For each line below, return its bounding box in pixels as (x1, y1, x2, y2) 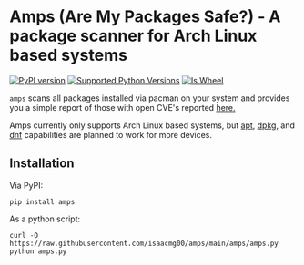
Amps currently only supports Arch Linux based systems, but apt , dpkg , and (9, 120, 296, 131)
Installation (9, 156, 75, 172)
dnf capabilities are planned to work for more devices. (9, 129, 212, 140)
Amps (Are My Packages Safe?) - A (9, 6, 281, 27)
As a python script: (9, 213, 80, 224)
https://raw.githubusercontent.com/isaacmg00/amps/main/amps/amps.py (9, 239, 279, 248)
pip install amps (9, 197, 76, 206)
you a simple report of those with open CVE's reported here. (9, 102, 236, 113)
